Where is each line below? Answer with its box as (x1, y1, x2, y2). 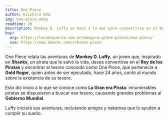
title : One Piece (5, 7, 41, 12)
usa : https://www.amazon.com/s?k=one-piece (9, 40, 101, 45)
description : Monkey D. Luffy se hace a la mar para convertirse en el (5, 26, 157, 31)
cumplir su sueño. (5, 110, 42, 116)
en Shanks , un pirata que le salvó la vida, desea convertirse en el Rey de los (5, 58, 163, 65)
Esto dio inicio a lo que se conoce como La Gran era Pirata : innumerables (5, 84, 156, 90)
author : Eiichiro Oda (5, 12, 50, 17)
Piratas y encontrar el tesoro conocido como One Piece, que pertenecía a (5, 64, 157, 70)
